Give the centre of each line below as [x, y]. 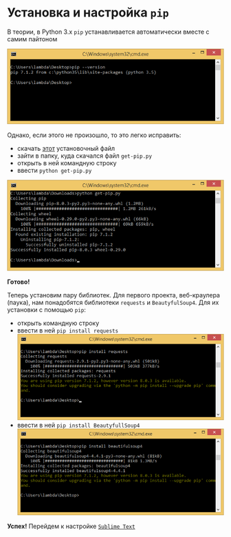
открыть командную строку [58, 323]
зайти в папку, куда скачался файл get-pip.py [85, 156]
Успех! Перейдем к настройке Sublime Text [71, 526]
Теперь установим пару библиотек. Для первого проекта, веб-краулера [113, 295]
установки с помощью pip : [46, 309]
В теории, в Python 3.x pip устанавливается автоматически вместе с [108, 32]
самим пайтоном [32, 39]
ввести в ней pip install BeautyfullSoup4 [78, 425]
